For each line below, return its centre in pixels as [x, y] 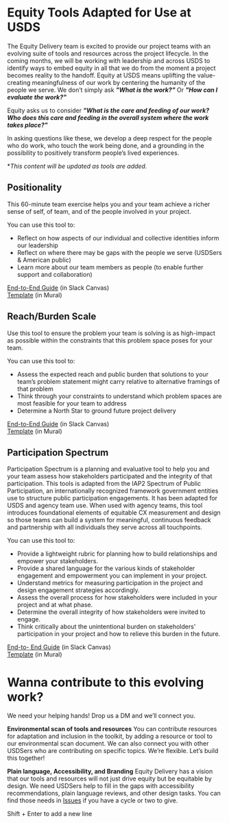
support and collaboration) [55, 274]
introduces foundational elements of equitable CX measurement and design [114, 513]
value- [206, 75]
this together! [26, 758]
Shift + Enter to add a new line [50, 814]
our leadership [37, 245]
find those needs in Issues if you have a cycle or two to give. [93, 800]
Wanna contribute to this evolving [106, 682]
